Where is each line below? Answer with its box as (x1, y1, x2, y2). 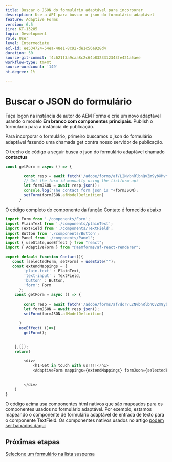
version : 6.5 (5, 21, 33, 27)
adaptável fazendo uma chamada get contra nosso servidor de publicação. (5, 138, 164, 145)
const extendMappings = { (12, 264, 68, 269)
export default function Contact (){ (5, 254, 83, 260)
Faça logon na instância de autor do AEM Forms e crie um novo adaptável (5, 112, 161, 119)
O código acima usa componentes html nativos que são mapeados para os (5, 401, 163, 407)
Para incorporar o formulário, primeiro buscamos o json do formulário (5, 133, 152, 140)
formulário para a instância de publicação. (5, 123, 95, 129)
